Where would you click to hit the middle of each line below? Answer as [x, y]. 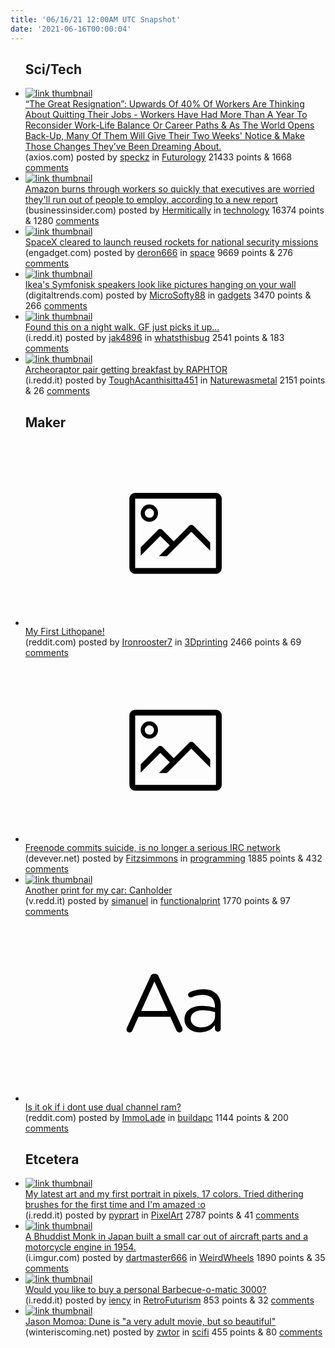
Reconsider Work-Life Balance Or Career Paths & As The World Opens [169, 125]
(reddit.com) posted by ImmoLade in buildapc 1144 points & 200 [156, 1117]
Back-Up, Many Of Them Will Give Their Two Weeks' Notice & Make [164, 136]
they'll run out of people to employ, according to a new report [151, 200]
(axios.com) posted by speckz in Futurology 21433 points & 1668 [158, 157]
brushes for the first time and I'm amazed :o [115, 1205]
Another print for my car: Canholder [98, 890]
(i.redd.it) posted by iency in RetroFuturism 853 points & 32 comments [169, 1300]
